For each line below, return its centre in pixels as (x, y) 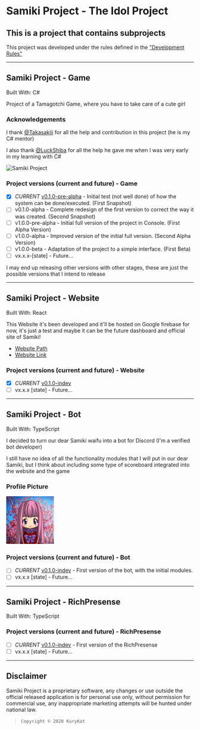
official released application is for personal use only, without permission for (98, 697)
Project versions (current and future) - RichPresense (84, 632)
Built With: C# (23, 92)
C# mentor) (20, 139)
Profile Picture (27, 486)
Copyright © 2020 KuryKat (53, 721)
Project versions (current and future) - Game (72, 184)
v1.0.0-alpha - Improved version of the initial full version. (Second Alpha (103, 236)
